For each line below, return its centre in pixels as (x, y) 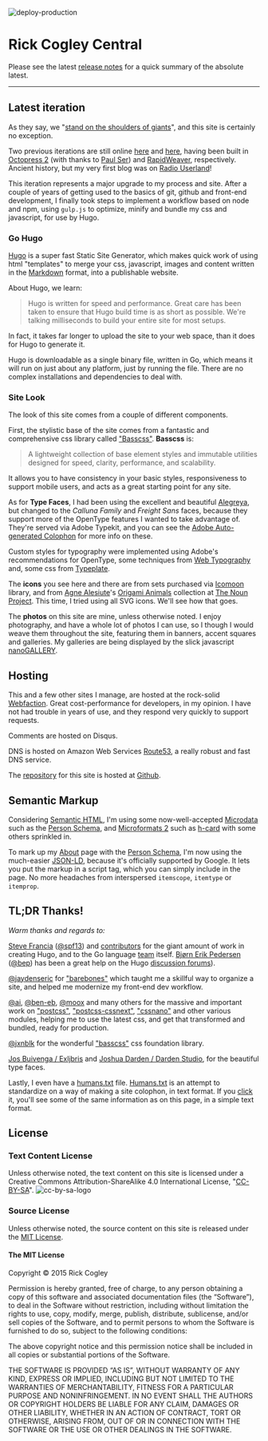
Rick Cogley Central (75, 45)
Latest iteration (47, 108)
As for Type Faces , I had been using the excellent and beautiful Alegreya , (129, 502)
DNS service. (30, 760)
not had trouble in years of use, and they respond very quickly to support (128, 712)
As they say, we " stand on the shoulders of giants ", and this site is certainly (132, 127)
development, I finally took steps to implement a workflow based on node (129, 200)
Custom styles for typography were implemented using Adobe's (113, 552)
